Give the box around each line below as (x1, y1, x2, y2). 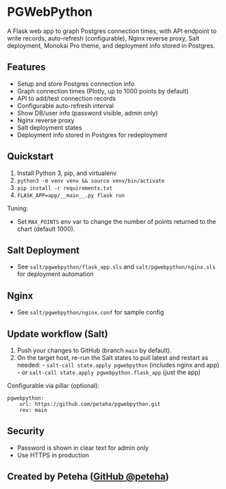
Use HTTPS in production (16, 451, 90, 459)
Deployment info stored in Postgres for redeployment (16, 130, 168, 139)
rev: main (19, 407, 48, 413)
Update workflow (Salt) (7, 328, 108, 340)
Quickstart (7, 150, 54, 162)
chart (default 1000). (16, 225, 75, 233)
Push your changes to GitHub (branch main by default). (16, 346, 173, 354)
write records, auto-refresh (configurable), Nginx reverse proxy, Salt (7, 34, 200, 42)
